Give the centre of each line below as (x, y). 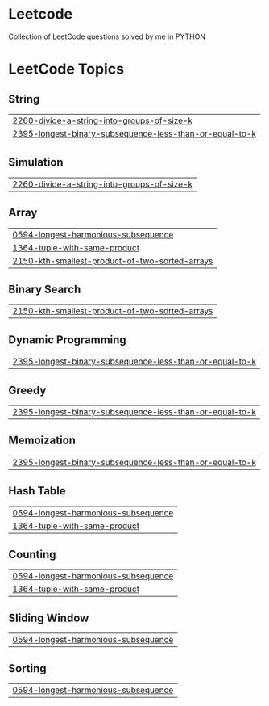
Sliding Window (49, 618)
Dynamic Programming (67, 340)
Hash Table (37, 491)
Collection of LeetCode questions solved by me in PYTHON (107, 36)
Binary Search (45, 289)
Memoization (42, 441)
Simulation (36, 162)
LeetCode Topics (66, 69)
